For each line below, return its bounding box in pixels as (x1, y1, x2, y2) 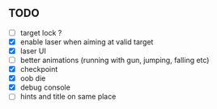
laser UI (19, 46, 46, 56)
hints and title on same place (19, 92, 117, 102)
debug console (19, 82, 70, 92)
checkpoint (19, 65, 58, 74)
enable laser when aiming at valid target (19, 36, 154, 47)
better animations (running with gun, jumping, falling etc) (19, 56, 210, 65)
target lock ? (19, 27, 62, 37)
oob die (19, 73, 46, 83)
